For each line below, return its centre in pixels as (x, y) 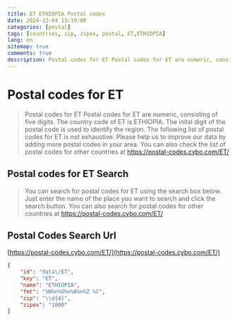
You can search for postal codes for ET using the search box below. (123, 190)
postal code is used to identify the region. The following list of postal (124, 129)
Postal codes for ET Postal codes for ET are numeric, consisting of (121, 114)
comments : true (30, 54)
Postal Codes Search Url (62, 235)
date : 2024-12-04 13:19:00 (47, 20)
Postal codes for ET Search (68, 174)
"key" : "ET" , (39, 279)
